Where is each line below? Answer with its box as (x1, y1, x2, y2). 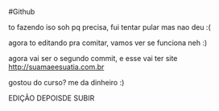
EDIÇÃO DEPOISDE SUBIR (8, 93, 95, 103)
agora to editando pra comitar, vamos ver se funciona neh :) (8, 38, 208, 47)
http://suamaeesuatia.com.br (8, 62, 105, 72)
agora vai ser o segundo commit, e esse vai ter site (8, 54, 178, 63)
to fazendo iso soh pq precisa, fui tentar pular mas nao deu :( (8, 23, 211, 31)
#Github (8, 7, 35, 16)
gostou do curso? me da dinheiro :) (8, 78, 125, 87)
